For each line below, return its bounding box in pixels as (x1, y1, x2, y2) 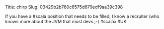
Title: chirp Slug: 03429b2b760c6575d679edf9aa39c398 (5, 4, 123, 10)
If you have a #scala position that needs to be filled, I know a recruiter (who (5, 14, 160, 19)
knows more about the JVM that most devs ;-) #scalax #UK (5, 19, 127, 24)
